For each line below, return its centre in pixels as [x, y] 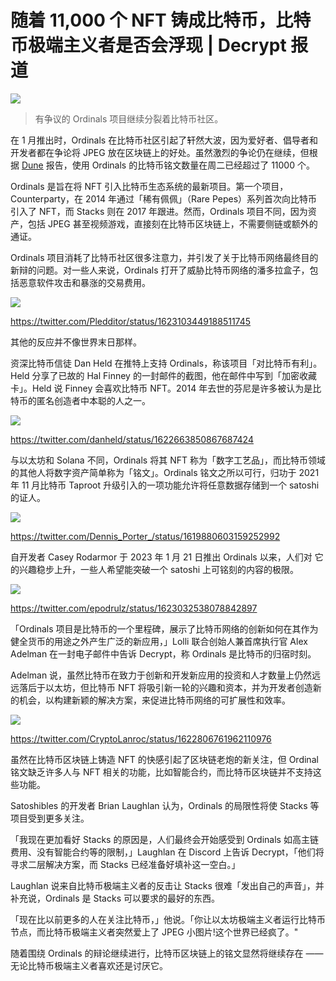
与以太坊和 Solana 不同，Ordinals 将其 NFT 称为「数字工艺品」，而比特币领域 [168, 460]
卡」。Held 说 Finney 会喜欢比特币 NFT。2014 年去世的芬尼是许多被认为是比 [166, 388]
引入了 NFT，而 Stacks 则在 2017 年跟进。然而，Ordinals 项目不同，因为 [159, 211]
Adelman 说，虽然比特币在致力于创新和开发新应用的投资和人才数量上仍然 [161, 675]
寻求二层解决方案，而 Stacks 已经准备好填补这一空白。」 [125, 864]
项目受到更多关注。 [50, 818]
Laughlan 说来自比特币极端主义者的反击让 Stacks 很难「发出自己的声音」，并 [167, 885]
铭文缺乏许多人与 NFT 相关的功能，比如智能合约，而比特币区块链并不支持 [161, 772]
